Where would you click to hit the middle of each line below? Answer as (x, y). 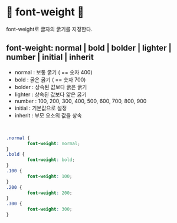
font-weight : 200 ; (50, 193)
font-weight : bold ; (51, 160)
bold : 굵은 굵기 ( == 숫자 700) (50, 80)
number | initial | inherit (50, 58)
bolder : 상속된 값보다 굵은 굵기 (51, 87)
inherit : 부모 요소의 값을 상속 (48, 115)
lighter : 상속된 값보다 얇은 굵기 (50, 94)
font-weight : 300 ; (50, 209)
